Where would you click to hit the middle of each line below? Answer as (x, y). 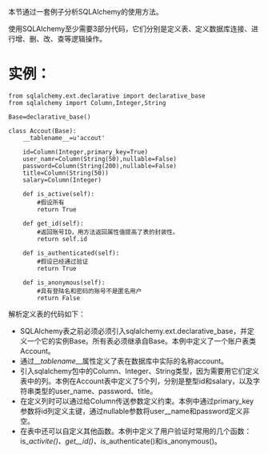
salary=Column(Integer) (62, 180)
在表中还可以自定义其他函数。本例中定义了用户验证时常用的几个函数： (136, 431)
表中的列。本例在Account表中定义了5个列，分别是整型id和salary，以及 (136, 381)
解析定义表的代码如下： (47, 314)
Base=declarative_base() (50, 117)
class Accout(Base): (43, 131)
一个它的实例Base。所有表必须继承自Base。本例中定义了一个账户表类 (141, 341)
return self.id (62, 239)
